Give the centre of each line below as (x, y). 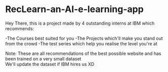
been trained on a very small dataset (43, 58)
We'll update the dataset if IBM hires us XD (50, 64)
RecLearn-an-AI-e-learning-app (75, 9)
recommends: (20, 28)
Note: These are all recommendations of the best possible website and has (83, 53)
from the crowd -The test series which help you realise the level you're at (81, 43)
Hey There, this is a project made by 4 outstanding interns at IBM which (80, 23)
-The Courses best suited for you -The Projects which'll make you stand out (84, 38)
